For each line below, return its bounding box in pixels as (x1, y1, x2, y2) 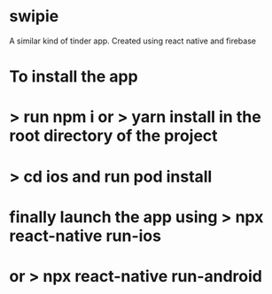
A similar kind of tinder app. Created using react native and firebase (9, 35, 257, 46)
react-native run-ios (9, 226, 162, 245)
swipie (9, 6, 59, 27)
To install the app (9, 66, 139, 87)
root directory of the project (9, 126, 219, 146)
